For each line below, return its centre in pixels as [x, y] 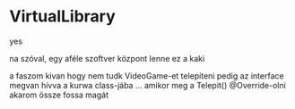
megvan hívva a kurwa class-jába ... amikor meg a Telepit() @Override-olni [148, 85]
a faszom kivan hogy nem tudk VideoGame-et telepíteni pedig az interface [147, 75]
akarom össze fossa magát [59, 95]
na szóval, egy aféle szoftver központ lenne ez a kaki [107, 58]
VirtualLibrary [63, 17]
